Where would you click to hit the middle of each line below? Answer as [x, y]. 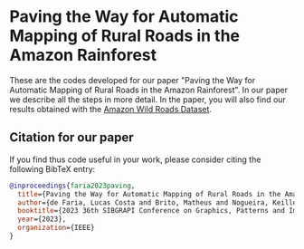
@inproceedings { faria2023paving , [72, 186]
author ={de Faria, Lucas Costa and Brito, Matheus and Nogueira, [143, 202]
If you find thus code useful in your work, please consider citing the [135, 159]
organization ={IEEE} [56, 228]
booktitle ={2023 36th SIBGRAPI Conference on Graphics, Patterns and [151, 211]
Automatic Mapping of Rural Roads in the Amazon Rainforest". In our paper [149, 90]
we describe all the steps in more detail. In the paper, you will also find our [148, 99]
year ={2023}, [42, 219]
